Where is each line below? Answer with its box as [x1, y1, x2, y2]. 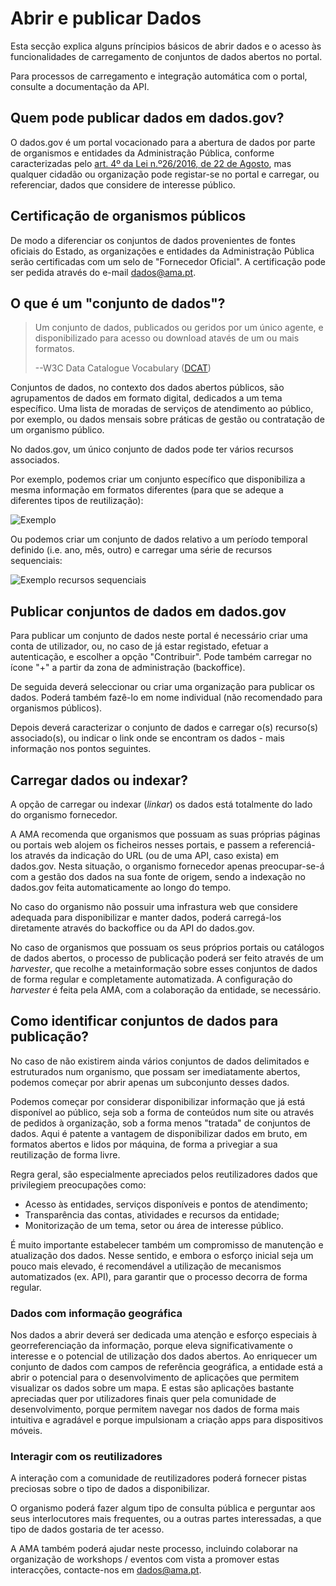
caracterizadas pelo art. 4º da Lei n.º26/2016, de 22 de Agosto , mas [10, 157, 292, 169]
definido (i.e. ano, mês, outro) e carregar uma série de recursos [10, 544, 273, 556]
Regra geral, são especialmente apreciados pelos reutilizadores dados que [10, 1168, 318, 1180]
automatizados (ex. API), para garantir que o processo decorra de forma [10, 1270, 308, 1282]
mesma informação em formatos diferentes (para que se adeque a [10, 484, 284, 496]
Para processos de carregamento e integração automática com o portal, [10, 70, 308, 82]
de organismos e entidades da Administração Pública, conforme [10, 147, 275, 159]
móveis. [10, 1425, 43, 1437]
